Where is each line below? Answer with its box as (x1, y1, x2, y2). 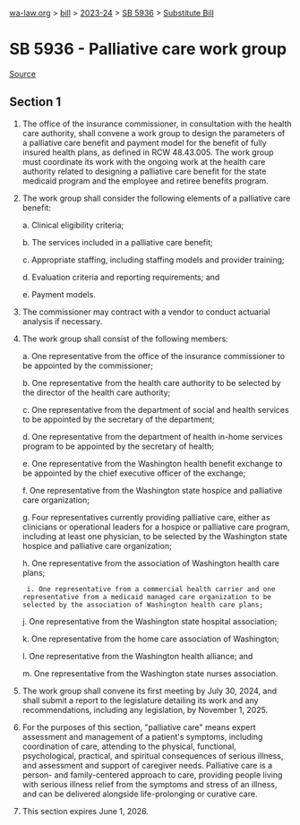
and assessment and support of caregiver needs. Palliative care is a (21, 760, 273, 770)
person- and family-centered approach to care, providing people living (21, 769, 283, 780)
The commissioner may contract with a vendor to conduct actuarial (21, 306, 270, 317)
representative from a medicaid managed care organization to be (21, 592, 271, 601)
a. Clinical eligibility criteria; (21, 219, 124, 230)
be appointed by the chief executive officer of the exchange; (21, 468, 246, 478)
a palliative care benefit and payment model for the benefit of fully (21, 137, 267, 148)
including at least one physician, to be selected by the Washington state (21, 530, 288, 541)
